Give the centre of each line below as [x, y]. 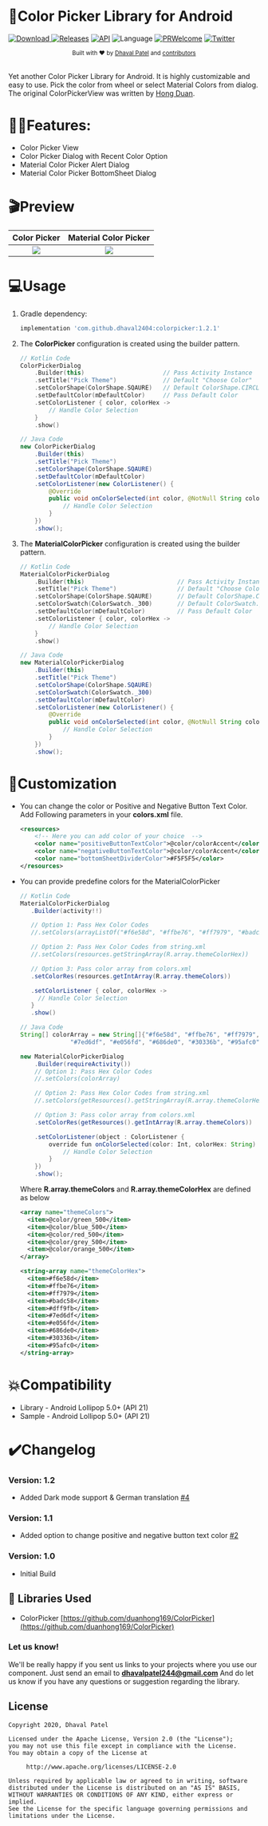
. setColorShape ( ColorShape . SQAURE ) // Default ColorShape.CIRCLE [149, 388]
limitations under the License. [62, 1816]
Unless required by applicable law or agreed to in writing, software [128, 1781]
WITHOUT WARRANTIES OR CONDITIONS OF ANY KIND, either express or [121, 1795]
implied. [23, 1802]
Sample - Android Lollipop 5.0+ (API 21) [85, 1416]
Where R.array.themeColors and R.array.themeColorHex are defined [135, 1189]
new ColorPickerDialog [57, 447]
